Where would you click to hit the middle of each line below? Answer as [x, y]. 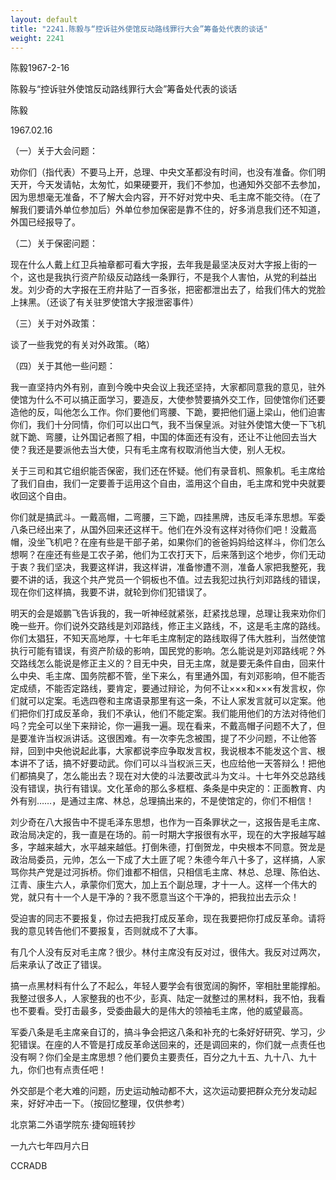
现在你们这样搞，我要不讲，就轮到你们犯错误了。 [111, 592]
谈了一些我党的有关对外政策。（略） [82, 345]
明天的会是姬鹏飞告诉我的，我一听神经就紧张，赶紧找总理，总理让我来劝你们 [168, 613]
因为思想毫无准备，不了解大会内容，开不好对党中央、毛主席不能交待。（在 [161, 197]
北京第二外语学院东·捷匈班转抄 [73, 1125]
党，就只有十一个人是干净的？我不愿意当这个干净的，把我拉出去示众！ [155, 897]
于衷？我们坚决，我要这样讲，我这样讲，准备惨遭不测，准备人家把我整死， [163, 567]
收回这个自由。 [41, 496]
